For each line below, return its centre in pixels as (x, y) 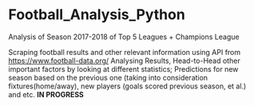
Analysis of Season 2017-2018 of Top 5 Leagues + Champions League (124, 37)
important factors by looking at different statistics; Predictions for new (123, 69)
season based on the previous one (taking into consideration (108, 77)
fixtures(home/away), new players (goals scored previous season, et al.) (127, 86)
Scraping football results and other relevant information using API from (125, 52)
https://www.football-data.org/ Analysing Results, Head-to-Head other (125, 61)
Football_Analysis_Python (97, 15)
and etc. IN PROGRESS (46, 94)
